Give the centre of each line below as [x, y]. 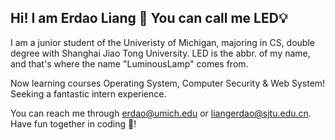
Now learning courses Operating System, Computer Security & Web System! [168, 83]
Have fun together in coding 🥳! [73, 123]
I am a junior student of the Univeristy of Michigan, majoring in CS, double [162, 42]
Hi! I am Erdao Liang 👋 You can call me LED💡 [149, 18]
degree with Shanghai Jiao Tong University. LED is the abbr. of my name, [160, 53]
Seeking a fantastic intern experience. [88, 93]
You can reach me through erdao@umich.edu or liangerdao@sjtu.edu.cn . [161, 113]
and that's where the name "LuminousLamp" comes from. [129, 63]
